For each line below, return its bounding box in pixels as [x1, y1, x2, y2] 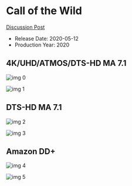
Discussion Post [6, 24, 45, 31]
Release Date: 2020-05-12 [14, 35, 79, 42]
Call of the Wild [6, 4, 82, 18]
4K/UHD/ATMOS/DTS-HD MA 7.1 [6, 58, 127, 68]
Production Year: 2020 [14, 41, 70, 48]
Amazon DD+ [6, 146, 56, 157]
